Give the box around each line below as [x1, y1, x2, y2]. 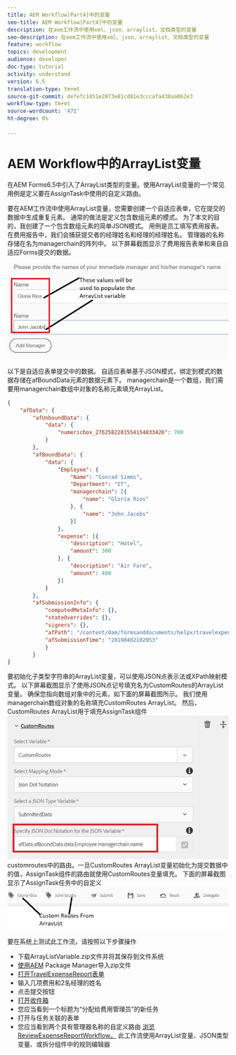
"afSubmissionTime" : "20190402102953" [44, 636, 159, 643]
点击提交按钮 [17, 987, 55, 995]
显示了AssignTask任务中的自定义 [7, 878, 102, 886]
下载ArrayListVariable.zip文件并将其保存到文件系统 [17, 952, 164, 960]
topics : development [7, 48, 68, 55]
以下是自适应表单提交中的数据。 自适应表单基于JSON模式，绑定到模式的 [7, 367, 217, 375]
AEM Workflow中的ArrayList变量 [7, 155, 202, 171]
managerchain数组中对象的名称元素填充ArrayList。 [19, 384, 167, 393]
